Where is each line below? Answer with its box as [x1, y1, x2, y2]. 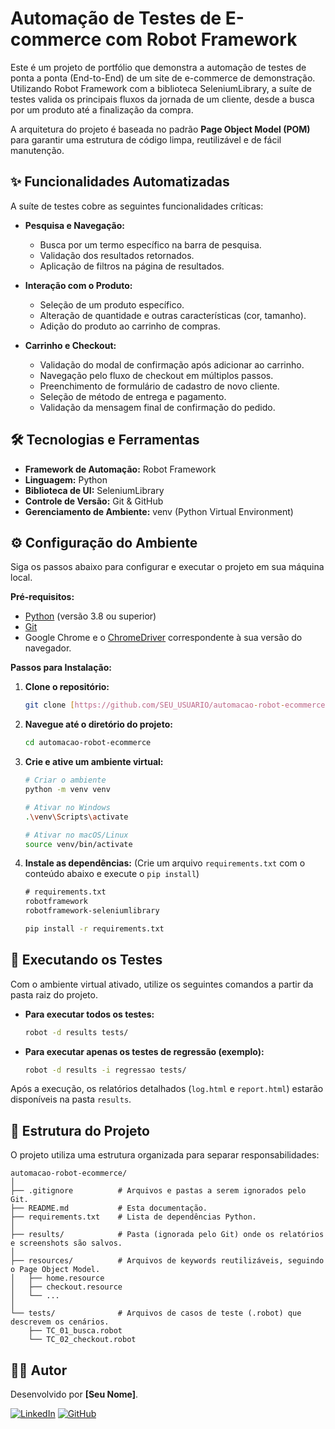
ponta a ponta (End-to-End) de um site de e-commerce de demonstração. [10, 72, 316, 84]
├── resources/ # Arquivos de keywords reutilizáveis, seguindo [10, 1256, 325, 1266]
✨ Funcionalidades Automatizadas [10, 173, 230, 191]
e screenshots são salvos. [10, 1238, 123, 1249]
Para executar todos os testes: [24, 1008, 155, 1020]
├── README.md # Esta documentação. [10, 1203, 208, 1214]
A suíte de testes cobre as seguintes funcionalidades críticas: [10, 200, 264, 212]
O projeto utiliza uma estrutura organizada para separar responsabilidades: [10, 1149, 320, 1161]
